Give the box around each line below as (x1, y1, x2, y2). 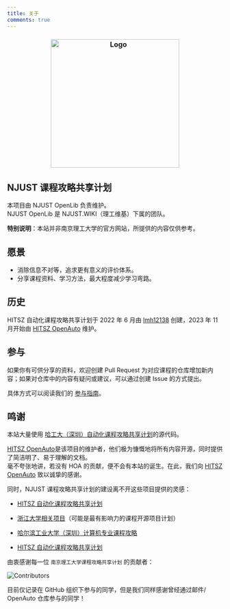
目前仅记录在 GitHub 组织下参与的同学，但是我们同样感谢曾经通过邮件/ (7, 586, 207, 594)
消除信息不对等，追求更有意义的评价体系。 (16, 266, 138, 274)
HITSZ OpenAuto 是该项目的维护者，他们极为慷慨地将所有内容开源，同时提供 (7, 445, 223, 453)
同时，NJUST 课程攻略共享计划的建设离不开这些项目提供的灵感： (7, 485, 191, 493)
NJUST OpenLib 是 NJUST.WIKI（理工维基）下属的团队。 (7, 210, 169, 218)
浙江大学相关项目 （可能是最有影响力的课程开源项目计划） (16, 514, 179, 523)
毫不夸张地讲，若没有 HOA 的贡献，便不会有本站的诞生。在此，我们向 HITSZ (7, 462, 223, 470)
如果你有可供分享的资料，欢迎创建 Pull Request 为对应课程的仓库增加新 (7, 366, 207, 374)
